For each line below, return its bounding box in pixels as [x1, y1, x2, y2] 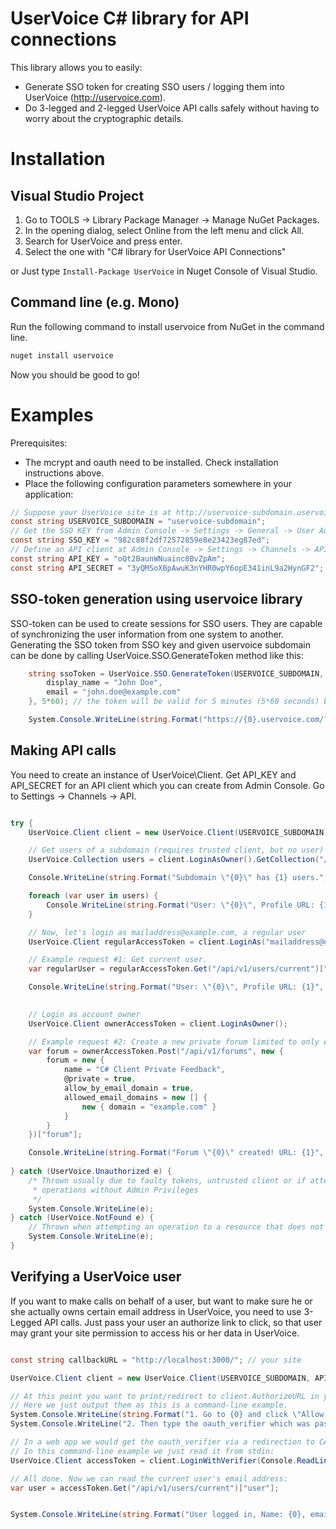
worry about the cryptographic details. [24, 112, 184, 124]
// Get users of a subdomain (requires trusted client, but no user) [28, 845, 325, 856]
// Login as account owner [28, 1009, 141, 1019]
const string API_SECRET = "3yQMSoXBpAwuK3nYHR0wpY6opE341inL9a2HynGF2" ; [10, 563, 325, 573]
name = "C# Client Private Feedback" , [63, 1065, 226, 1075]
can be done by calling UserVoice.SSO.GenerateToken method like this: [10, 649, 304, 661]
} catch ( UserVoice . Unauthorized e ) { [10, 1167, 172, 1177]
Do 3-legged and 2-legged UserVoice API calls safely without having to [24, 102, 320, 114]
